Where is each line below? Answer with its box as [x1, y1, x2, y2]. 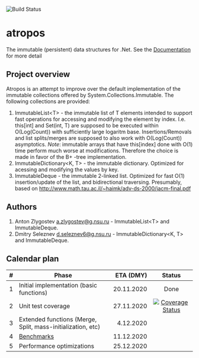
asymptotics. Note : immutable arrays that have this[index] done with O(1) [14, 140, 193, 148]
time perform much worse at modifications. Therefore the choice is [14, 147, 179, 154]
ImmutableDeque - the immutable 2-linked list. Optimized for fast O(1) [14, 172, 185, 179]
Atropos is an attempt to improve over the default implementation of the [6, 85, 181, 92]
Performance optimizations [18, 342, 95, 350]
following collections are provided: [6, 98, 91, 105]
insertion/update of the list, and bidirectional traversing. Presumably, [14, 178, 182, 186]
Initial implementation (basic [18, 282, 98, 290]
